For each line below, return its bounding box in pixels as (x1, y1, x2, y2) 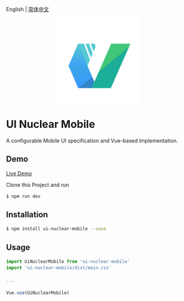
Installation (6, 210, 48, 220)
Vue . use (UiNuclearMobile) (6, 290, 69, 296)
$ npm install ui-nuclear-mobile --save (6, 226, 107, 232)
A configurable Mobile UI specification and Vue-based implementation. (6, 137, 178, 144)
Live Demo (6, 170, 32, 177)
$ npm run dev (6, 193, 41, 199)
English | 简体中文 (6, 6, 49, 12)
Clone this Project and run (6, 181, 69, 188)
